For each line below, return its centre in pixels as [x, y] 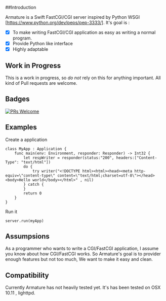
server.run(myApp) [25, 221]
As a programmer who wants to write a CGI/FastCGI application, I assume [82, 249]
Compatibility [27, 275]
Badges [17, 99]
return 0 [33, 193]
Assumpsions [27, 236]
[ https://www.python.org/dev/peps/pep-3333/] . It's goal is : [68, 23]
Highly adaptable [30, 49]
